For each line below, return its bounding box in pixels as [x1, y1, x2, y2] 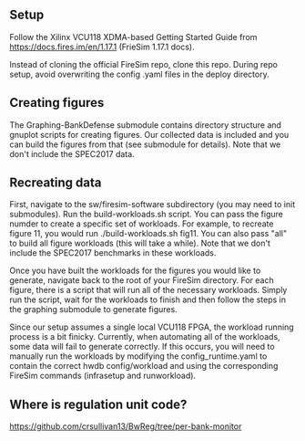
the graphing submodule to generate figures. [9, 304, 178, 315]
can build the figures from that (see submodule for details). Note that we [9, 139, 281, 150]
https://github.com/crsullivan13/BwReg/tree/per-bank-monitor [9, 421, 242, 432]
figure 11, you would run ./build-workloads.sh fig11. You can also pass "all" [9, 228, 288, 239]
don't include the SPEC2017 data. [9, 148, 135, 159]
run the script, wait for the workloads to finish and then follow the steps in [9, 294, 287, 305]
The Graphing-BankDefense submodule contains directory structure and [9, 119, 282, 131]
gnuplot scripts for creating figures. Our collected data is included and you [9, 129, 290, 140]
